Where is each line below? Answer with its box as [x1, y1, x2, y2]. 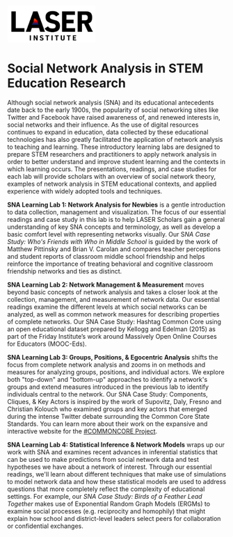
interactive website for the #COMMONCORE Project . [7, 427, 158, 435]
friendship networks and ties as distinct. [7, 267, 122, 275]
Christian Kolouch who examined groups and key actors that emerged [7, 405, 207, 413]
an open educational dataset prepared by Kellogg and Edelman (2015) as [7, 325, 216, 333]
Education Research [7, 75, 127, 91]
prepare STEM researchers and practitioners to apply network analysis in [7, 150, 217, 159]
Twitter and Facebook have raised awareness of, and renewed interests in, [7, 113, 220, 122]
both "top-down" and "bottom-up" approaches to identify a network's [7, 376, 208, 384]
